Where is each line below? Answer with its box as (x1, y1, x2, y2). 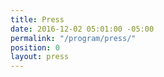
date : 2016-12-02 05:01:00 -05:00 (10, 24, 155, 34)
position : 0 (10, 42, 60, 53)
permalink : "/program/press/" (10, 33, 137, 43)
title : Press (10, 14, 65, 25)
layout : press (10, 52, 70, 62)
